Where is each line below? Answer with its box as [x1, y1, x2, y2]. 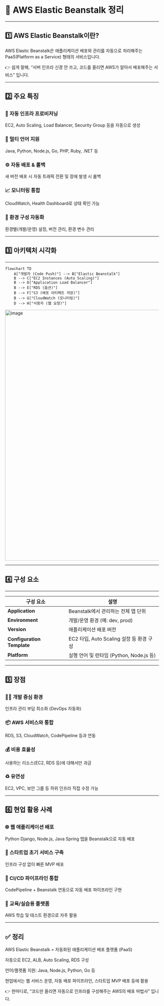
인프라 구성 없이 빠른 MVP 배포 [5, 861, 64, 867]
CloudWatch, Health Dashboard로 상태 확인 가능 [5, 201, 100, 206]
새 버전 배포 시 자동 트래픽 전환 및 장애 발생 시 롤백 [5, 174, 101, 180]
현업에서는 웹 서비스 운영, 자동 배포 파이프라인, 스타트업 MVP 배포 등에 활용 [5, 978, 149, 984]
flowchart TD [5, 266, 32, 271]
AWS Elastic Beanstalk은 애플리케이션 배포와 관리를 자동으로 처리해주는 [5, 48, 143, 53]
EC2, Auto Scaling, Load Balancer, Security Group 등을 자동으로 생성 [5, 122, 141, 128]
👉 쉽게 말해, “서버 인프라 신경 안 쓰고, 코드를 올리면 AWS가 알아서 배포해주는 [5, 64, 153, 70]
